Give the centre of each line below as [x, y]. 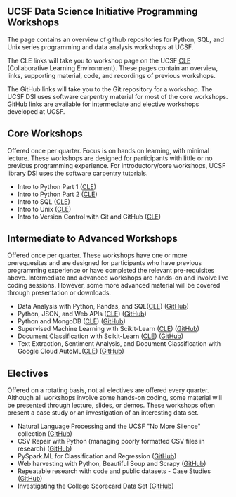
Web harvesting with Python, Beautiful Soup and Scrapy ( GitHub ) [112, 464]
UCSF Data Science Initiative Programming [103, 12]
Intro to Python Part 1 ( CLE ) [57, 186]
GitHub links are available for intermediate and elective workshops [103, 104]
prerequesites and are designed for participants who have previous [105, 263]
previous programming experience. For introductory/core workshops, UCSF [117, 165]
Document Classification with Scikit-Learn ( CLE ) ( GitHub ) [100, 336]
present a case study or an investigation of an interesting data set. [103, 413]
